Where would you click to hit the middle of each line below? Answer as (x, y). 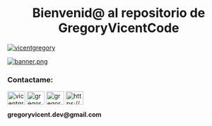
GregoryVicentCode (119, 28)
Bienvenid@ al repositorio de (119, 13)
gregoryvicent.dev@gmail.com (54, 115)
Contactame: (30, 79)
